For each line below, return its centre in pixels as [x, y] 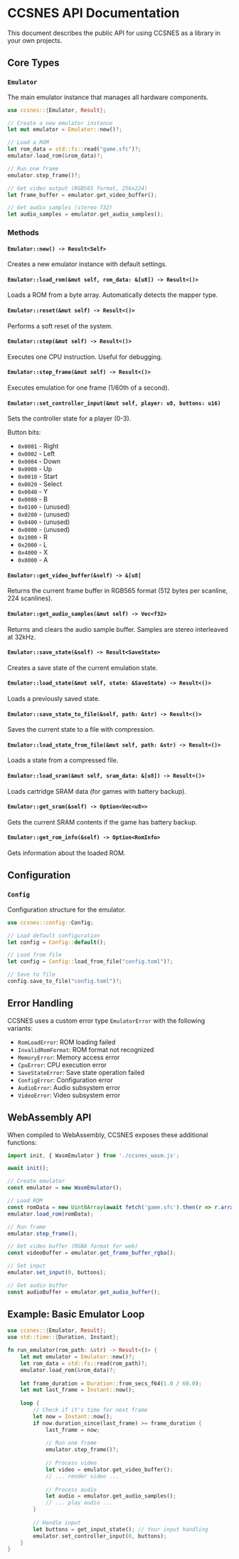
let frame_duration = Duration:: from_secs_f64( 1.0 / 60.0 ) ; [111, 1383]
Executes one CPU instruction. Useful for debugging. [85, 357]
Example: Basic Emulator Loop [76, 1315]
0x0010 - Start [38, 477]
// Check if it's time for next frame [90, 1410]
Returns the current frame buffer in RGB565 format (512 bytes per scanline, [118, 591]
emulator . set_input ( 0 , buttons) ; [57, 1273]
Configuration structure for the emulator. [67, 909]
